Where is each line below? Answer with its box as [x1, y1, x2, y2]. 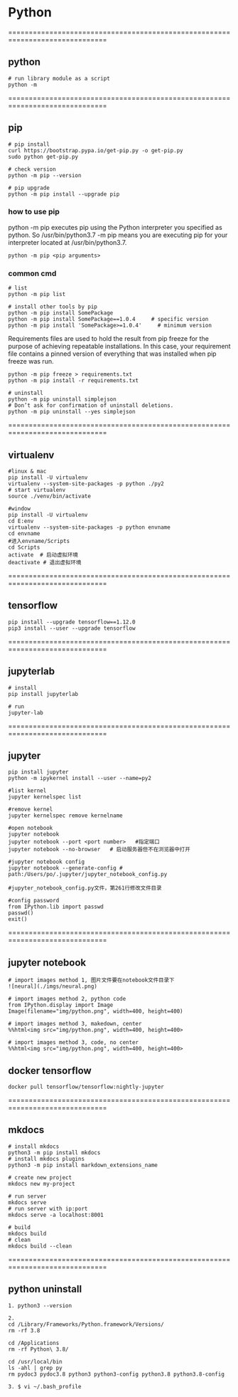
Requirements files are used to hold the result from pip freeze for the [8, 334, 209, 343]
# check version [8, 165, 56, 173]
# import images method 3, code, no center [8, 1039, 139, 1046]
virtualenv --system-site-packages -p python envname [8, 524, 171, 531]
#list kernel [8, 787, 47, 794]
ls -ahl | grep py [8, 1364, 63, 1371]
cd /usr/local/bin [8, 1358, 63, 1365]
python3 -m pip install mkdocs [8, 1149, 101, 1156]
